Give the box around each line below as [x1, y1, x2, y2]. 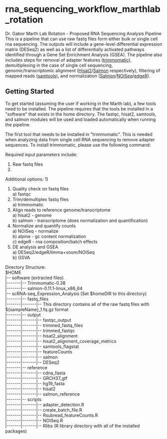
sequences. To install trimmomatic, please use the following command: [5, 142, 151, 148]
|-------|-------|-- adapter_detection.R [5, 402, 85, 408]
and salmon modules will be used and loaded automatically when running [5, 116, 156, 122]
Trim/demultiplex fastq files [12, 196, 69, 202]
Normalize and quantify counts [12, 222, 76, 228]
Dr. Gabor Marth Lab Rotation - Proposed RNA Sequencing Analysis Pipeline [5, 30, 162, 36]
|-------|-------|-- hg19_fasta [5, 380, 65, 386]
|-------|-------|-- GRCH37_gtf [5, 375, 68, 381]
